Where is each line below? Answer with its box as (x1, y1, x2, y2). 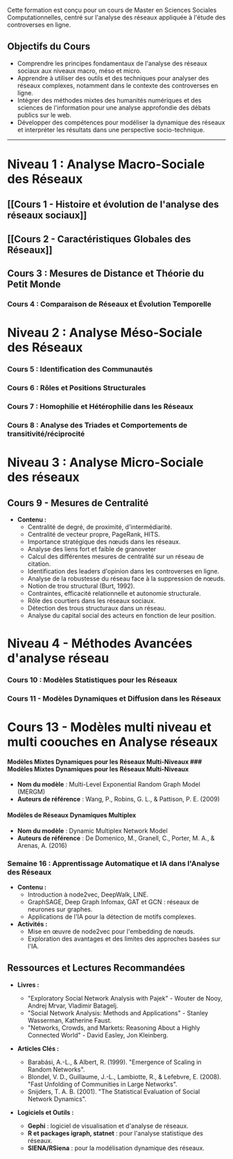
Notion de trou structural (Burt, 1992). (27, 581, 135, 590)
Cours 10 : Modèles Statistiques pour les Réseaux (7, 675, 178, 685)
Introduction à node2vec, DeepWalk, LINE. (27, 890, 149, 899)
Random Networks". (27, 1065, 85, 1074)
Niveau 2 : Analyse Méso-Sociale (7, 325, 202, 341)
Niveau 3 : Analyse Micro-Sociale (7, 455, 204, 471)
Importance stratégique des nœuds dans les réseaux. (27, 537, 181, 546)
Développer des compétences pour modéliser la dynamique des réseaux (17, 118, 225, 126)
